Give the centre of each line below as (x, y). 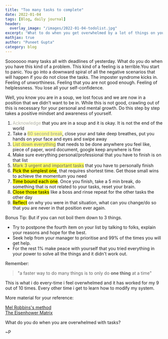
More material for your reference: (39, 298)
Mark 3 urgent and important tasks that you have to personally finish (83, 165)
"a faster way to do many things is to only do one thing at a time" (84, 273)
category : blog (21, 47)
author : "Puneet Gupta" (30, 42)
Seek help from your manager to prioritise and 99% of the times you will (87, 238)
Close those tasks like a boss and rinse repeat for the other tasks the (83, 192)
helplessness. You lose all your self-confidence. (54, 87)
